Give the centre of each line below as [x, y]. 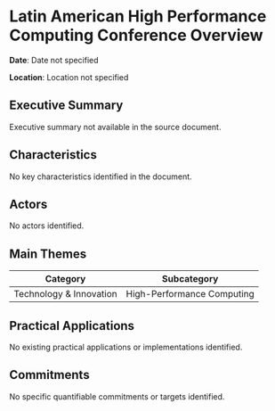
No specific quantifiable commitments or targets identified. [117, 396]
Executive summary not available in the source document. [115, 127]
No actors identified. [47, 226]
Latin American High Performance [138, 16]
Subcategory [190, 279]
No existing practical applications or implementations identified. [126, 347]
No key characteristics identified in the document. [101, 177]
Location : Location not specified [69, 77]
